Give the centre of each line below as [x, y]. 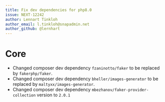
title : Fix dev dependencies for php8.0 [49, 10]
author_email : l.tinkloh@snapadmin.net [47, 24]
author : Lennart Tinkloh [31, 19]
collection [24, 95]
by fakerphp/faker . [32, 74]
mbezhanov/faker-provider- [120, 90]
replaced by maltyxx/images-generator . [54, 84]
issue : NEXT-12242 [25, 15]
